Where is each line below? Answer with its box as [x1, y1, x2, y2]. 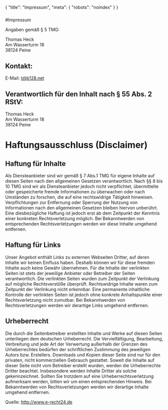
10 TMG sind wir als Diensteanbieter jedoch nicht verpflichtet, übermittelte [5, 183, 159, 189]
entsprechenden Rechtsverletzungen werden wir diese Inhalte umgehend [5, 221, 157, 227]
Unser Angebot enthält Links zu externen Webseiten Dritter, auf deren [5, 254, 149, 260]
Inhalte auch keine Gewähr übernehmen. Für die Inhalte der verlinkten [5, 264, 149, 271]
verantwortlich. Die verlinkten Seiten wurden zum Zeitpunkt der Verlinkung [5, 276, 159, 282]
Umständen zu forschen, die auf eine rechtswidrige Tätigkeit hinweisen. [5, 194, 154, 200]
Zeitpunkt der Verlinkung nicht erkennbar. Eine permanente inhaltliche [5, 286, 150, 292]
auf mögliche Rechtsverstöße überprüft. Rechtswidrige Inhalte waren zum [5, 281, 158, 287]
